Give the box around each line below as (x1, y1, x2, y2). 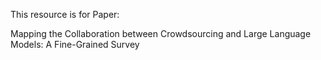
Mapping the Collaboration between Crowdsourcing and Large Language (10, 28, 312, 39)
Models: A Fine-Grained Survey (10, 39, 140, 50)
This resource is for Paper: (10, 9, 120, 20)
